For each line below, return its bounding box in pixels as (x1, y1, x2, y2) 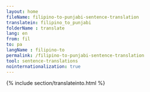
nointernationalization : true (6, 63, 81, 70)
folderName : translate (6, 25, 65, 31)
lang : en (6, 31, 28, 37)
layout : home (6, 8, 39, 15)
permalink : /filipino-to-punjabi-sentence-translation (6, 52, 145, 58)
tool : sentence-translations (6, 58, 78, 64)
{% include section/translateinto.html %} (6, 80, 106, 87)
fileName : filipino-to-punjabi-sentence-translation (6, 14, 139, 20)
